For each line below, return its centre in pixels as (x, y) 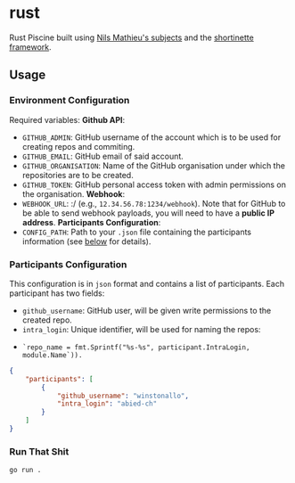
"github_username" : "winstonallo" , (123, 396)
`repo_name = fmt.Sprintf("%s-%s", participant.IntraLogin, (136, 347)
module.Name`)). (52, 355)
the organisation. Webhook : (74, 193)
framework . (30, 46)
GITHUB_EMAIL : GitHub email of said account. (103, 156)
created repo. (47, 320)
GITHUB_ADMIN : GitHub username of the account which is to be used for (152, 137)
